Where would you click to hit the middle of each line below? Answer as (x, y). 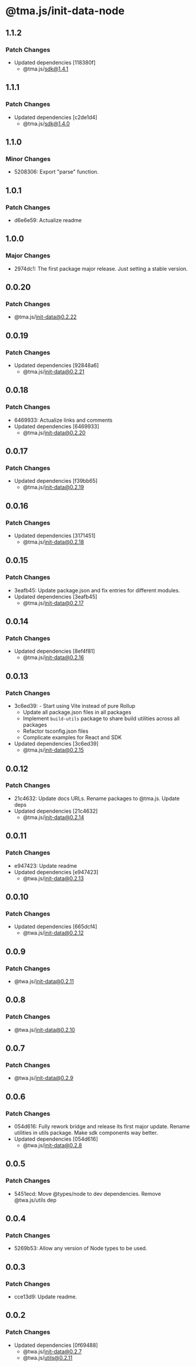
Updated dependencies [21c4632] (56, 811)
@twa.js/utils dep (35, 1200)
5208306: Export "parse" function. (56, 172)
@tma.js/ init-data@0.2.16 (53, 657)
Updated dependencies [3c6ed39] (56, 744)
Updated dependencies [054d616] (56, 1139)
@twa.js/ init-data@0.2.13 (53, 878)
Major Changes (28, 256)
